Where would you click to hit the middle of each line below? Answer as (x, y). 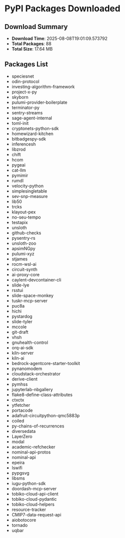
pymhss (20, 384)
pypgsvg (21, 473)
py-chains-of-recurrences (38, 426)
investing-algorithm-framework (43, 86)
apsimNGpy (23, 248)
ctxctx (18, 400)
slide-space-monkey (32, 295)
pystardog (22, 316)
